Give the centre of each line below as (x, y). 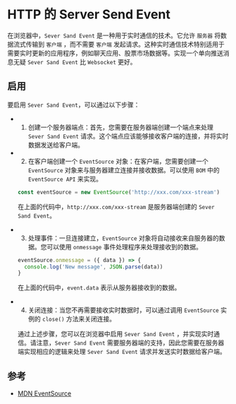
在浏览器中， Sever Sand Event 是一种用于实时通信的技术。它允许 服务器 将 (114, 35)
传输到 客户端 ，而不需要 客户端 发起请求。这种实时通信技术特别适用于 (125, 44)
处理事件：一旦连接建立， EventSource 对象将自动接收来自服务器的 (124, 238)
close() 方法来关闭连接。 (79, 319)
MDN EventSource (44, 393)
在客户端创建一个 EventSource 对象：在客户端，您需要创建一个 (118, 161)
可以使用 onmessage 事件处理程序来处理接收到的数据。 (124, 246)
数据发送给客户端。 (56, 145)
